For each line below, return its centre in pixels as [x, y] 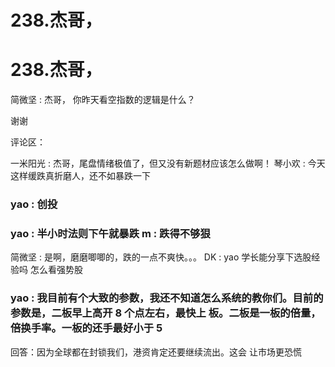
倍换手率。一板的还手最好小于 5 [86, 328]
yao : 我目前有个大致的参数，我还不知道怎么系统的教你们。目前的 [167, 298]
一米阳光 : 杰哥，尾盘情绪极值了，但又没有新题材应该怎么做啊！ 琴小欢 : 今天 [168, 163]
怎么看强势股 [56, 270]
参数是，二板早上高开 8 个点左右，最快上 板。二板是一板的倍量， [166, 313]
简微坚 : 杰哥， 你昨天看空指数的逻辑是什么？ [103, 100]
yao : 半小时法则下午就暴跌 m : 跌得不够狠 [110, 233]
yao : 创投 [34, 204]
